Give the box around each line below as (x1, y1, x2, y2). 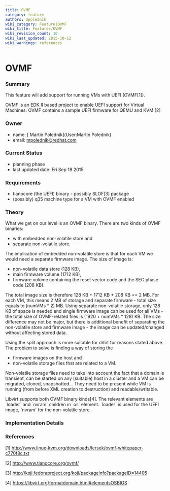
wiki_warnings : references (5, 41, 62, 46)
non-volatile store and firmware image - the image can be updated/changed (5, 324, 164, 331)
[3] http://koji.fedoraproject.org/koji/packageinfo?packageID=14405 (5, 470, 148, 476)
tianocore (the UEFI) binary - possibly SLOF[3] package (12, 191, 129, 197)
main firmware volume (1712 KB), (12, 271, 81, 277)
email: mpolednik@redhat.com (12, 137, 77, 143)
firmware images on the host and (12, 355, 82, 361)
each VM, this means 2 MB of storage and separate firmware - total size (5, 298, 156, 304)
